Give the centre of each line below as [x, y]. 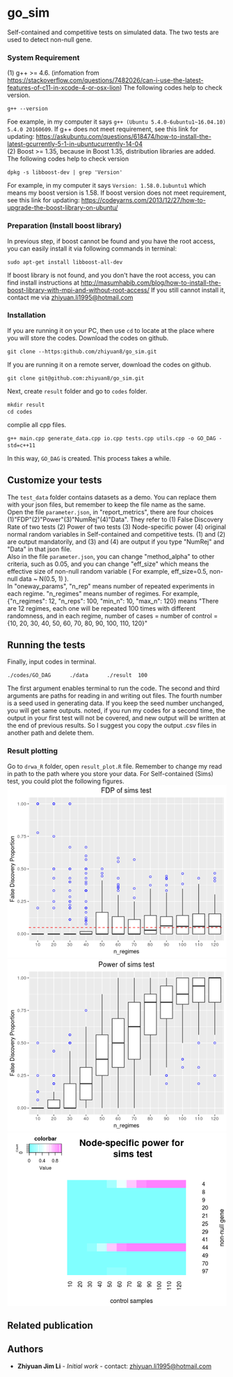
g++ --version [28, 109]
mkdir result [26, 405]
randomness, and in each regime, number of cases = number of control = [112, 616]
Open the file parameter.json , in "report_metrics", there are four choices [111, 512]
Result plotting [32, 751]
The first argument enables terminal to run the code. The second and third [114, 688]
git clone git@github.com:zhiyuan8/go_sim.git [76, 378]
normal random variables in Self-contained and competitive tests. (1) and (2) [116, 534]
